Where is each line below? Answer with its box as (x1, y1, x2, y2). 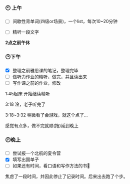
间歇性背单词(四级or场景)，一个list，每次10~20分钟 (12, 19, 118, 25)
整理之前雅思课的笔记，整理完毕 (12, 67, 78, 73)
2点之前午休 (5, 40, 30, 46)
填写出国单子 (12, 156, 39, 162)
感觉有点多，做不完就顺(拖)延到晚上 (5, 122, 79, 128)
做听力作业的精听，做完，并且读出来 (12, 74, 87, 80)
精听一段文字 (12, 29, 39, 35)
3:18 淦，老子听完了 (5, 101, 46, 107)
